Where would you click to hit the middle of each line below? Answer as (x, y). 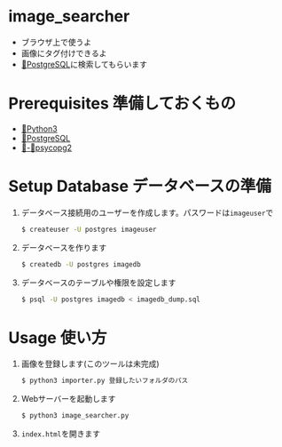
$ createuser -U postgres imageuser (89, 229)
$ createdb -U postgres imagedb (81, 264)
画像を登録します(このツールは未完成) (90, 364)
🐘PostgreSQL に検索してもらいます (84, 64)
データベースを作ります (64, 247)
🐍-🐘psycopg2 (47, 148)
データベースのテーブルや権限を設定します (98, 283)
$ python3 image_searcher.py (75, 416)
